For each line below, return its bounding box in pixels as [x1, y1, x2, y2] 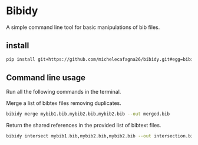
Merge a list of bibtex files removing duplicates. [6, 100, 122, 107]
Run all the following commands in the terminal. [6, 88, 121, 95]
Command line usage [6, 72, 85, 83]
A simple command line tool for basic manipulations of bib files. [6, 24, 160, 31]
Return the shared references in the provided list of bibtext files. [6, 122, 161, 129]
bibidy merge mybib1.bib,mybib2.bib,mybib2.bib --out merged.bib [6, 111, 170, 117]
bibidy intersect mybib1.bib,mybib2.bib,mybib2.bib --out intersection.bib [6, 133, 196, 139]
